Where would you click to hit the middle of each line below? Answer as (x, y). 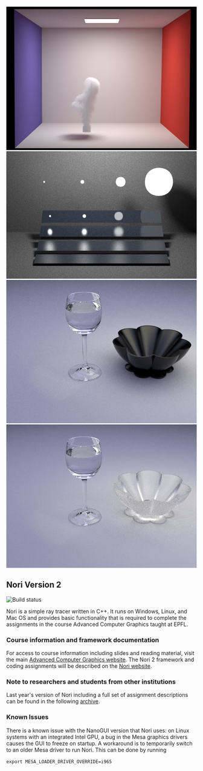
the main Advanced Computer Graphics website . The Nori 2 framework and (100, 660)
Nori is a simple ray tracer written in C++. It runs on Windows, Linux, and (97, 611)
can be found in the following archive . (53, 701)
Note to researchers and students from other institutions (91, 682)
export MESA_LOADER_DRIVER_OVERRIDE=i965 (59, 762)
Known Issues (27, 717)
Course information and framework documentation (83, 640)
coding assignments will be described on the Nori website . (79, 666)
